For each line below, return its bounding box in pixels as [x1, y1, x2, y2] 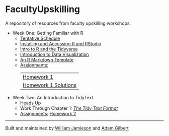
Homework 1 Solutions [22, 82, 77, 89]
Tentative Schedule [20, 35, 60, 41]
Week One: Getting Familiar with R [12, 30, 83, 36]
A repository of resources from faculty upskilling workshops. [5, 20, 131, 26]
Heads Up [20, 100, 41, 106]
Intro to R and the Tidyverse [20, 46, 78, 52]
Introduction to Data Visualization [20, 51, 89, 57]
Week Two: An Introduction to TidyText [12, 94, 94, 100]
